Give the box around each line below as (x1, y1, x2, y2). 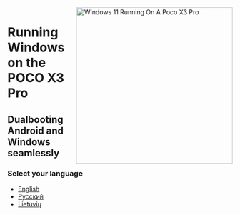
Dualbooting (7, 114, 64, 126)
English (17, 184, 40, 193)
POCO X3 (7, 70, 64, 86)
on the (7, 55, 46, 71)
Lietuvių (17, 199, 41, 208)
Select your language (7, 168, 84, 178)
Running (7, 24, 59, 41)
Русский (17, 192, 44, 201)
